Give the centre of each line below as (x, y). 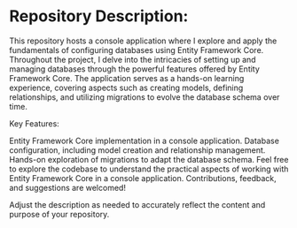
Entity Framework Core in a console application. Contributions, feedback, (143, 178)
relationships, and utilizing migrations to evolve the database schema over (145, 97)
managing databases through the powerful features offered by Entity (134, 69)
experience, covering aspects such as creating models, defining (126, 87)
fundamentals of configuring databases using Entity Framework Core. (137, 49)
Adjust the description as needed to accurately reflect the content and (137, 204)
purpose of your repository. (59, 214)
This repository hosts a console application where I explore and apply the (143, 41)
